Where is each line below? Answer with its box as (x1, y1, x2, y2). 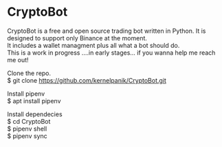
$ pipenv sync (7, 131, 48, 140)
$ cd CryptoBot (7, 117, 51, 125)
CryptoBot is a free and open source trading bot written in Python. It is (7, 27, 206, 35)
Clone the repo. (7, 69, 52, 77)
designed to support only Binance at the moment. (7, 34, 148, 42)
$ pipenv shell (7, 124, 47, 133)
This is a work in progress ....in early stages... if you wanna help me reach (7, 49, 216, 57)
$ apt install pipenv (7, 96, 61, 105)
